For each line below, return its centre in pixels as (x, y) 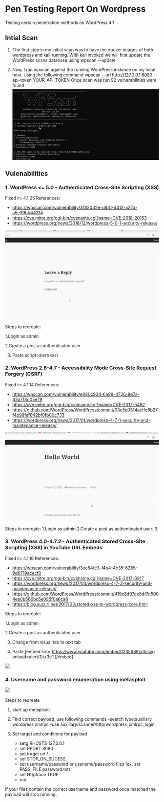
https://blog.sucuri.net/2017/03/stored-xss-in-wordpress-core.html (80, 604)
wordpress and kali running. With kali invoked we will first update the (81, 55)
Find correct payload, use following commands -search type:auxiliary (82, 719)
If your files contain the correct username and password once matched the (81, 789)
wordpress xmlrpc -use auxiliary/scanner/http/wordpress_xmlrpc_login (83, 724)
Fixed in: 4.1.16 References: (32, 558)
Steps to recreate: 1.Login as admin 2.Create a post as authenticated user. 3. (82, 529)
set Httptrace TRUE (39, 775)
